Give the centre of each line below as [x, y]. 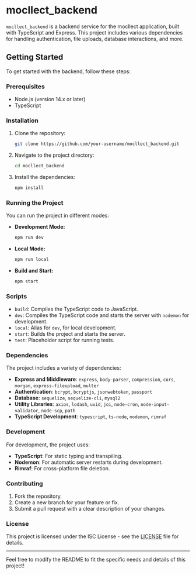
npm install [29, 188]
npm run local [32, 260]
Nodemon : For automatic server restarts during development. [89, 462]
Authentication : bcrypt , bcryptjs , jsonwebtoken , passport [83, 392]
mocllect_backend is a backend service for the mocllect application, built [93, 26]
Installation [22, 120]
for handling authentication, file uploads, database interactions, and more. [95, 39]
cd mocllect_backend [39, 166]
